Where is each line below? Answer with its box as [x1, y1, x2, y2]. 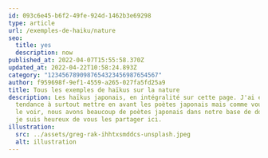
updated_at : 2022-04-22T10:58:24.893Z [8, 64, 137, 72]
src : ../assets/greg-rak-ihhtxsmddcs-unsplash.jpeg [15, 130, 191, 138]
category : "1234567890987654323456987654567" [8, 71, 162, 79]
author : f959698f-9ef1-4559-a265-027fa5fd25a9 [8, 78, 166, 86]
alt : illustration [15, 137, 77, 146]
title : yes [15, 41, 52, 49]
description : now [15, 49, 73, 57]
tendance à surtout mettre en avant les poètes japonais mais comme [15, 101, 248, 109]
